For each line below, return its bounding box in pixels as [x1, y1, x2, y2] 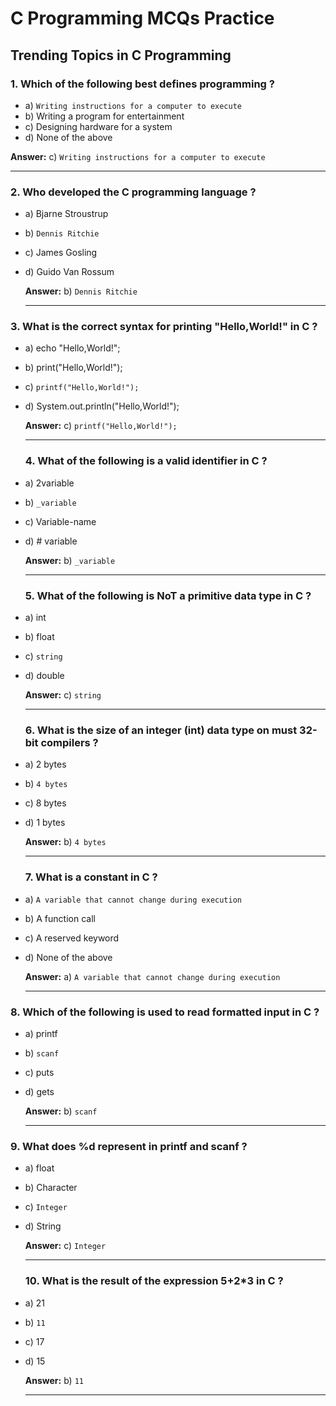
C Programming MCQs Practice [10, 7, 275, 30]
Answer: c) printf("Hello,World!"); [24, 420, 178, 432]
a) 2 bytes [24, 758, 67, 771]
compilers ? [40, 735, 99, 749]
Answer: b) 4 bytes [24, 836, 107, 848]
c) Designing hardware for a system [24, 120, 173, 132]
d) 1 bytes [24, 817, 66, 829]
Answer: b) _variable [24, 554, 116, 566]
